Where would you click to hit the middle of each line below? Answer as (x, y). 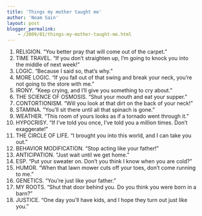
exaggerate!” (32, 129)
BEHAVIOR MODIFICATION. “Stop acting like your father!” (87, 149)
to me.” (24, 174)
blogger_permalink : (31, 29)
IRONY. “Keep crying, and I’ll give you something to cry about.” (94, 90)
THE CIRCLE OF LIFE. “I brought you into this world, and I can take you (103, 136)
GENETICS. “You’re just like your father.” (66, 181)
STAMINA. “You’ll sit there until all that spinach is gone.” (85, 110)
